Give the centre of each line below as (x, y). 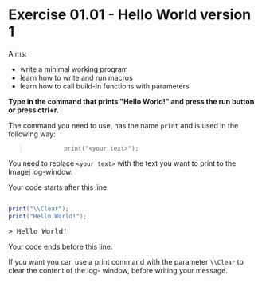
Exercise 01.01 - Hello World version (130, 15)
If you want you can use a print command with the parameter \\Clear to (126, 261)
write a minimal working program (74, 69)
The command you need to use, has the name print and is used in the (123, 125)
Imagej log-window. (41, 171)
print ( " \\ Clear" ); (39, 209)
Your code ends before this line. (61, 246)
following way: (32, 134)
